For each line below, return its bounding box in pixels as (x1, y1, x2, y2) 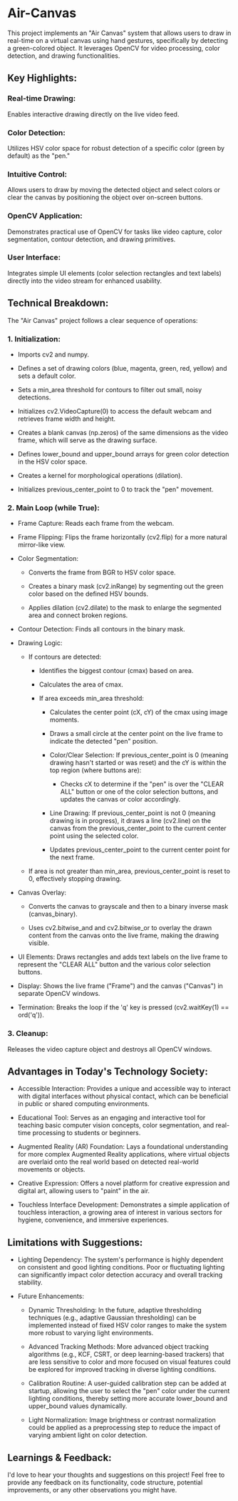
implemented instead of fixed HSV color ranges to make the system (28, 1321, 227, 1330)
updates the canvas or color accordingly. (60, 795, 181, 804)
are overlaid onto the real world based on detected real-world (17, 1157, 199, 1166)
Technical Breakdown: (7, 297, 109, 309)
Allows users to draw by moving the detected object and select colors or (7, 186, 221, 194)
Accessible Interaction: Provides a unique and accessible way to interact (17, 1084, 231, 1093)
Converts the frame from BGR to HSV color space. (28, 568, 176, 577)
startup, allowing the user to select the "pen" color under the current (28, 1387, 230, 1395)
